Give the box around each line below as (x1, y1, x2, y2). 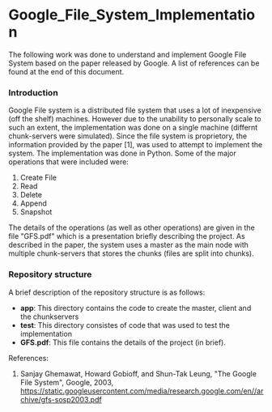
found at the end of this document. (8, 66, 125, 76)
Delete (19, 190, 43, 200)
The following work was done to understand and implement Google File (8, 49, 247, 59)
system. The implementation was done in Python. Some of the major (8, 148, 236, 159)
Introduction (8, 87, 58, 98)
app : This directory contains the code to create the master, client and (19, 303, 252, 312)
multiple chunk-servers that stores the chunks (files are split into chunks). (8, 248, 254, 258)
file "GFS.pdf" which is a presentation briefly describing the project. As (8, 231, 245, 241)
